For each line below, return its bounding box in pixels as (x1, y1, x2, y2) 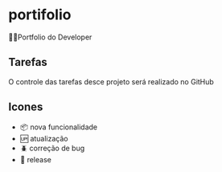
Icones (8, 100, 43, 114)
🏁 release (19, 154, 52, 164)
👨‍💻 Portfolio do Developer (8, 32, 92, 42)
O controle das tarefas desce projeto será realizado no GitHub (8, 76, 215, 86)
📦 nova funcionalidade (19, 122, 98, 132)
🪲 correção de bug (19, 143, 85, 153)
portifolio (8, 6, 72, 24)
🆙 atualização (19, 133, 68, 143)
